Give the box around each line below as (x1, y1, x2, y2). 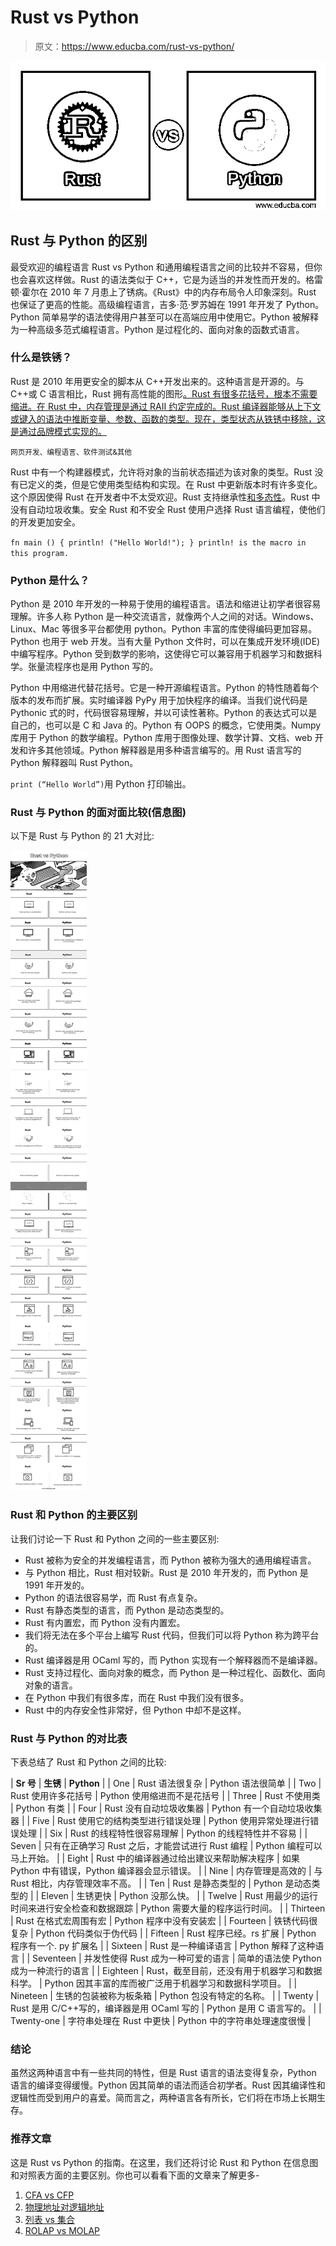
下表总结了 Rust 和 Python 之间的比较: (10, 1756, 167, 1768)
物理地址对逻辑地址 (24, 2201, 105, 2213)
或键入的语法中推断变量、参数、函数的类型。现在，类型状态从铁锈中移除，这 (10, 412, 326, 425)
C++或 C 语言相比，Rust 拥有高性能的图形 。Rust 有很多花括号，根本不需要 (10, 387, 318, 400)
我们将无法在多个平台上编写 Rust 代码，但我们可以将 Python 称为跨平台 (24, 1629, 320, 1641)
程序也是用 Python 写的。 (53, 661, 159, 673)
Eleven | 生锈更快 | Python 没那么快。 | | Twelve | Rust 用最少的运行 (41, 1890, 318, 1902)
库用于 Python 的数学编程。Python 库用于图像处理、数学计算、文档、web (10, 732, 313, 744)
